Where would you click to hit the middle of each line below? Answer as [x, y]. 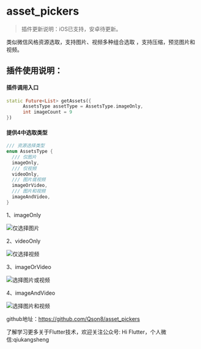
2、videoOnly [24, 241]
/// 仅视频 [24, 168]
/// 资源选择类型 [25, 146]
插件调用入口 [22, 87]
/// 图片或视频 [29, 180]
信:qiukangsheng [28, 339]
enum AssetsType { [30, 152]
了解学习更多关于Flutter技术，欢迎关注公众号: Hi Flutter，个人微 [86, 332]
